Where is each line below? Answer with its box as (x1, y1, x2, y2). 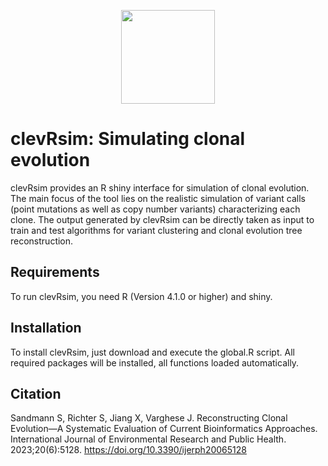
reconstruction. (10, 235, 74, 247)
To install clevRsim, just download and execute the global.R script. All (10, 346, 295, 358)
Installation (10, 320, 82, 337)
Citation (10, 385, 62, 402)
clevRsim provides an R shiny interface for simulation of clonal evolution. (10, 181, 310, 194)
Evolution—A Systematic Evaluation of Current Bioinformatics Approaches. (10, 423, 318, 435)
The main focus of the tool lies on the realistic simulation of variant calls (10, 192, 306, 204)
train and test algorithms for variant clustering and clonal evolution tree (10, 224, 303, 236)
